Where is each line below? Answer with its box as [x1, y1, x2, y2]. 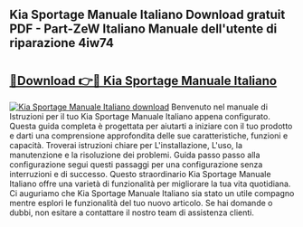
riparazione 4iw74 [9, 35, 115, 51]
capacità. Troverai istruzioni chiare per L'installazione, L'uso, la [9, 140, 242, 150]
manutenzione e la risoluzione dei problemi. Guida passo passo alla [9, 149, 260, 160]
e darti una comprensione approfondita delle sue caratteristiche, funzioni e [9, 130, 289, 141]
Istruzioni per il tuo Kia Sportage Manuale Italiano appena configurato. [9, 111, 271, 121]
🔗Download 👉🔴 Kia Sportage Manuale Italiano [9, 72, 278, 89]
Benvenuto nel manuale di [171, 101, 269, 112]
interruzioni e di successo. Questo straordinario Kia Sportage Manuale [9, 169, 271, 179]
